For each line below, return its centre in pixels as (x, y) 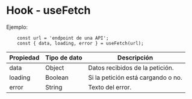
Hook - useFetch (48, 10)
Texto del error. (110, 87)
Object (54, 68)
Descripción (135, 58)
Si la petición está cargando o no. (135, 77)
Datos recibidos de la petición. (131, 68)
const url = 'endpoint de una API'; (63, 38)
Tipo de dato (63, 58)
